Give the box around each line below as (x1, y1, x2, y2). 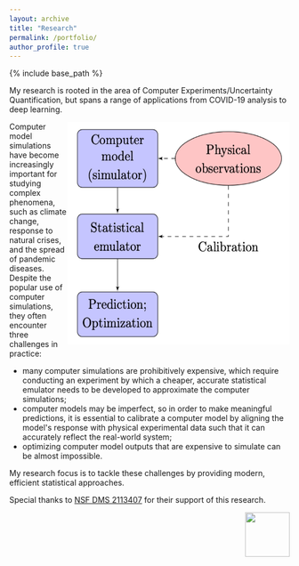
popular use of (9, 282, 63, 293)
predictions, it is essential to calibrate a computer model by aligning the (21, 413, 285, 424)
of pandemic (9, 254, 56, 264)
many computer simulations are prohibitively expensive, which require (21, 366, 279, 376)
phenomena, (9, 197, 56, 208)
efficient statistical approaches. (9, 477, 125, 489)
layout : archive (9, 14, 69, 23)
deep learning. (9, 104, 62, 115)
